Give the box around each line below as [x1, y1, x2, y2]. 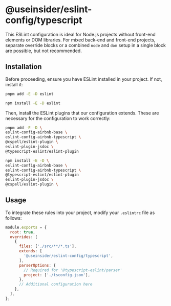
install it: [5, 81, 23, 87]
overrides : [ [10, 234, 38, 240]
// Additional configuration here [18, 282, 93, 287]
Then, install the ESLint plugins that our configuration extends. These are [5, 110, 159, 116]
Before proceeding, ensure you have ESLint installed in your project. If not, [5, 76, 162, 82]
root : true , [10, 229, 36, 234]
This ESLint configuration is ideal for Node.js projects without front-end [5, 31, 156, 37]
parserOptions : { [18, 263, 56, 268]
